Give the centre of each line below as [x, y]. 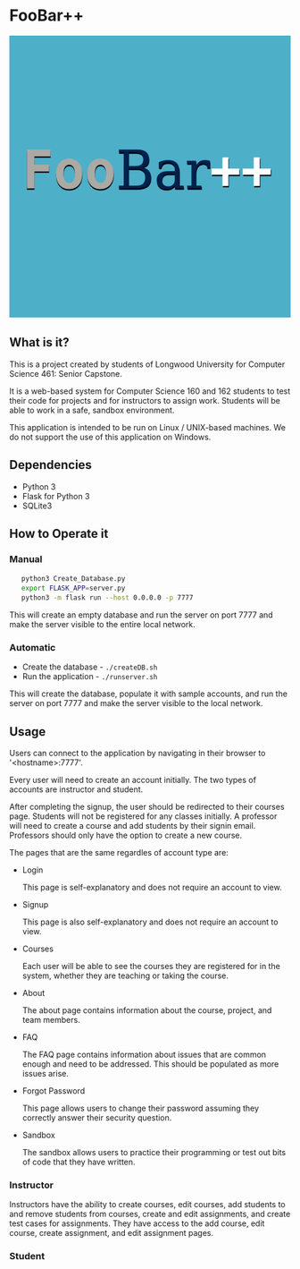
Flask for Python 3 [56, 496]
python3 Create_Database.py [73, 579]
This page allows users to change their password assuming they [141, 1108]
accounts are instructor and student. [76, 789]
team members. [51, 1019]
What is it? [39, 342]
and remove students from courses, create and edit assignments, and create [150, 1214]
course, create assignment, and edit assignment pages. [112, 1233]
